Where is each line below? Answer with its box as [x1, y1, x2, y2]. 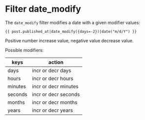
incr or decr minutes [32, 83, 79, 90]
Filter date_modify [5, 3, 81, 15]
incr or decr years [32, 107, 73, 114]
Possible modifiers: [5, 47, 44, 53]
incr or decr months [32, 99, 77, 106]
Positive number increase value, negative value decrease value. [5, 38, 134, 44]
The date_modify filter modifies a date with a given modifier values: [5, 20, 141, 25]
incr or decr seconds [32, 91, 80, 97]
